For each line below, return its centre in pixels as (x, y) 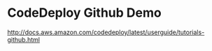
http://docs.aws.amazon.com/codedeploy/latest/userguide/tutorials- (106, 32)
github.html (24, 39)
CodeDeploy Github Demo (85, 13)
